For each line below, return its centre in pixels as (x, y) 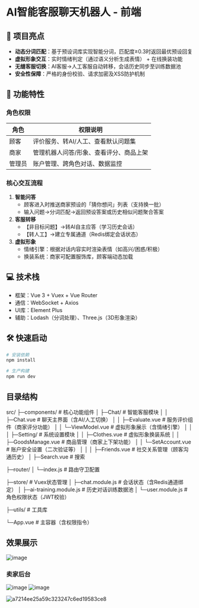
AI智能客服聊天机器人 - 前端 (74, 12)
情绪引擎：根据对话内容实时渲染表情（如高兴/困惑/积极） (93, 249)
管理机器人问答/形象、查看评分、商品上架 (91, 152)
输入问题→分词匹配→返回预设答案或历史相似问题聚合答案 (94, 211)
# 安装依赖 (18, 355)
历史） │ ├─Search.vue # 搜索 (48, 457)
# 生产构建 (18, 371)
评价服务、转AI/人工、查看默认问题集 (85, 141)
